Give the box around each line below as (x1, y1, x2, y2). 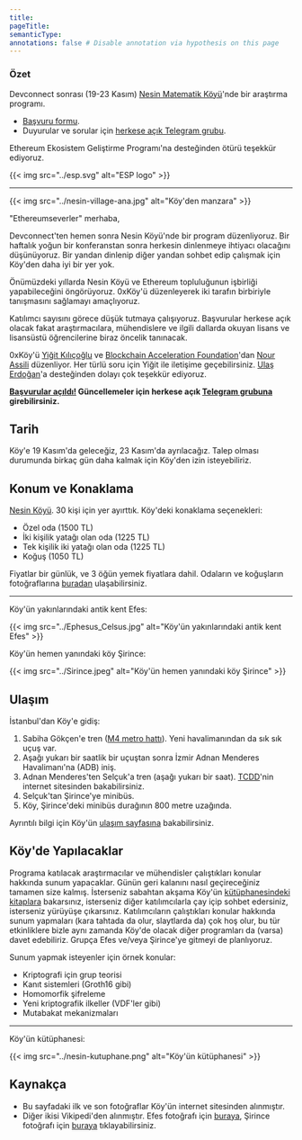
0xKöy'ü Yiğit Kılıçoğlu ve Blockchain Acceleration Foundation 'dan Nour (9, 349, 276, 360)
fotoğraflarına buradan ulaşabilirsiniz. (9, 578, 147, 589)
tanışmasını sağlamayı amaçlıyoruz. (9, 295, 141, 306)
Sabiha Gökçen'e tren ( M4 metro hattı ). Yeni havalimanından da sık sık (22, 732, 282, 743)
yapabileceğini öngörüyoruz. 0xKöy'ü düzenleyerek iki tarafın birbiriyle (9, 285, 271, 297)
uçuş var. (22, 742, 57, 753)
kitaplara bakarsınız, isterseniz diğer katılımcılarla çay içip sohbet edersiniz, (9, 896, 289, 907)
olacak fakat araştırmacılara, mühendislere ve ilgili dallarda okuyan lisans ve (9, 322, 290, 333)
